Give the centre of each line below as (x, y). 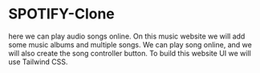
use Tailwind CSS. (38, 62)
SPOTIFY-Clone (61, 14)
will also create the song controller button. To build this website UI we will (130, 53)
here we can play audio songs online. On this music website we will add (127, 36)
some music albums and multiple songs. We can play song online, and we (130, 44)
